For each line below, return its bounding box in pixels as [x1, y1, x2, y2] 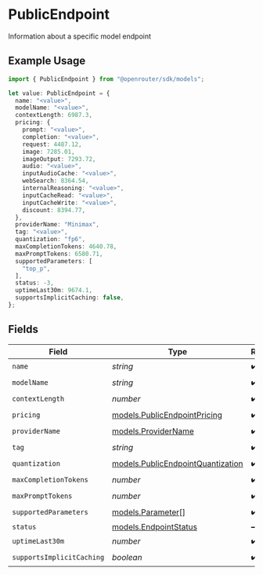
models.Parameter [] [112, 507, 186, 518]
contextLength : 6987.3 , [15, 112, 92, 119]
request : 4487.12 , [22, 140, 82, 148]
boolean [112, 552, 142, 563]
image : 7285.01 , [22, 148, 76, 156]
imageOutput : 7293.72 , [22, 155, 96, 163]
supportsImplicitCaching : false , [15, 294, 124, 302]
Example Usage [8, 54, 86, 68]
